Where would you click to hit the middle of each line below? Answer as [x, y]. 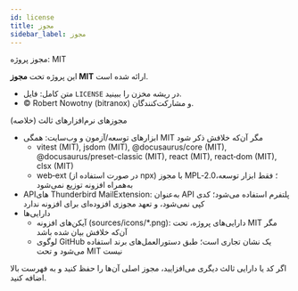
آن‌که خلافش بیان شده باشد [82, 232]
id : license [32, 17]
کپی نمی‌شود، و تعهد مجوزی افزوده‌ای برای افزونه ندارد [114, 204]
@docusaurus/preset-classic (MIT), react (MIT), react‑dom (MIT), [157, 157]
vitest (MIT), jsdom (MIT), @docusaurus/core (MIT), [132, 147]
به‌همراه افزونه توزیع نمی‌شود [84, 185]
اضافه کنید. [29, 278]
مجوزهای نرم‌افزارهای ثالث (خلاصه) [69, 120]
